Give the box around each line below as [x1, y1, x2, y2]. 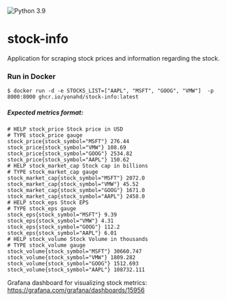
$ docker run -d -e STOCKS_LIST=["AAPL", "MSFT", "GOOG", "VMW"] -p [7, 87, 214, 94]
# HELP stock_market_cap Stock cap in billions [7, 163, 149, 170]
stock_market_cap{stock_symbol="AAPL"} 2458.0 [7, 193, 145, 200]
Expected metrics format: [7, 108, 84, 117]
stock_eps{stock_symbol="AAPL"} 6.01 [7, 230, 117, 237]
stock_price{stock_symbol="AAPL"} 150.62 [7, 156, 130, 163]
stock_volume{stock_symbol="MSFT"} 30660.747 [7, 248, 142, 255]
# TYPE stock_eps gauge [7, 205, 77, 212]
